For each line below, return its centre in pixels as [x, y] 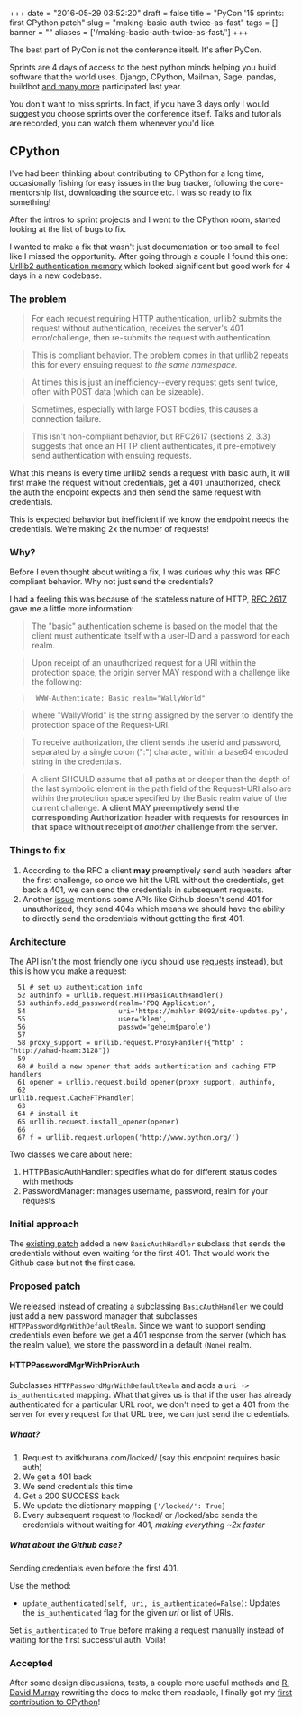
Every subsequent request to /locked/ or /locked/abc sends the [140, 1515]
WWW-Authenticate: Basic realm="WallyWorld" [120, 699]
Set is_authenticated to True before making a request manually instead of [147, 1630]
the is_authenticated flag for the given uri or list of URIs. [128, 1612]
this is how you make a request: [68, 971]
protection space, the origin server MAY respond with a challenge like [161, 673]
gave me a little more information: [72, 609]
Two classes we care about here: [71, 1154]
